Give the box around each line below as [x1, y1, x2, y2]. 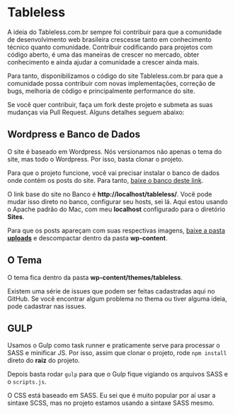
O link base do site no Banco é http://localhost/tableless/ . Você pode [7, 189, 212, 198]
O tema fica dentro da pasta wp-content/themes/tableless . [7, 273, 183, 281]
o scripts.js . [7, 377, 47, 386]
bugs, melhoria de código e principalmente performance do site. [7, 86, 195, 95]
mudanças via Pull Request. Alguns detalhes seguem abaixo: [7, 108, 185, 116]
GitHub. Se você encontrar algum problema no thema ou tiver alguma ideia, [7, 294, 228, 303]
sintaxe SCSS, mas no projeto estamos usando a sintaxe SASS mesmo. [7, 398, 214, 408]
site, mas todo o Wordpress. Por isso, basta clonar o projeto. [7, 155, 184, 163]
